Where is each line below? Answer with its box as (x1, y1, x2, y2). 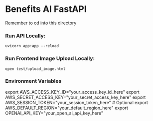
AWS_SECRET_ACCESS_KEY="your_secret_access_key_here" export (5, 94, 146, 100)
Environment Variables (5, 78, 62, 85)
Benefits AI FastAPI (5, 3, 87, 15)
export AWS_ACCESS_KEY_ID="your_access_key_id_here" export (5, 89, 140, 95)
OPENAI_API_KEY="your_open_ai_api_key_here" (5, 110, 104, 116)
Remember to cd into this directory (5, 20, 77, 26)
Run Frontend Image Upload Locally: (5, 55, 95, 62)
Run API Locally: (5, 32, 46, 39)
